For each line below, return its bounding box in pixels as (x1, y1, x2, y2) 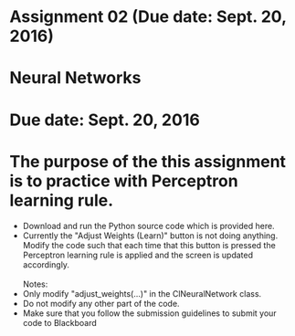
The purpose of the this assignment (9, 151, 286, 172)
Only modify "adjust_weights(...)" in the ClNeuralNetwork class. (22, 288, 262, 299)
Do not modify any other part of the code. (22, 298, 180, 309)
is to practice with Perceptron (9, 171, 239, 191)
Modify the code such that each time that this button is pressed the (22, 239, 276, 250)
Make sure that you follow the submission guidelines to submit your (22, 308, 277, 319)
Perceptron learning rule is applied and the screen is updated (22, 249, 254, 260)
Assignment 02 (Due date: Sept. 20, (9, 6, 287, 27)
